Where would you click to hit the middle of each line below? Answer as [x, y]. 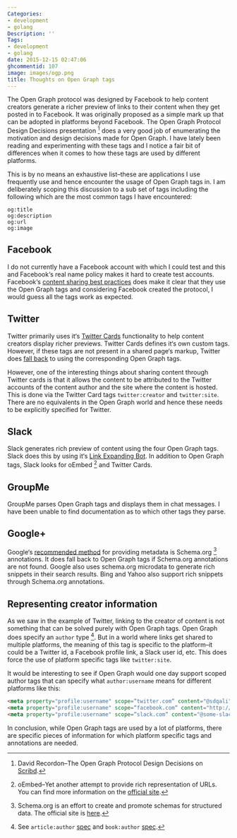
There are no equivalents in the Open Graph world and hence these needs [115, 402]
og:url [17, 222]
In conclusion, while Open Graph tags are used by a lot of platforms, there [115, 728]
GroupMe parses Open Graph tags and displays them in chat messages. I [114, 504]
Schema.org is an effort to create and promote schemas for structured [120, 806]
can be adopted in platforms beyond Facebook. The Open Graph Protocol [114, 122]
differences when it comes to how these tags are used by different [104, 153]
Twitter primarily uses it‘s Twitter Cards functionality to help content [106, 336]
